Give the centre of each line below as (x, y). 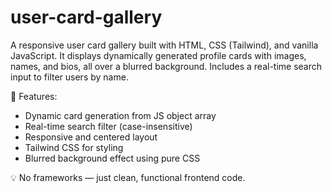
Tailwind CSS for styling (74, 147)
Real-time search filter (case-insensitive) (108, 126)
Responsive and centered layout (91, 137)
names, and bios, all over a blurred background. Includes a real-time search (166, 66)
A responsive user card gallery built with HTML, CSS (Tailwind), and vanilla (164, 45)
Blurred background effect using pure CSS (112, 158)
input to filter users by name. (69, 77)
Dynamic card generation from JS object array (120, 115)
